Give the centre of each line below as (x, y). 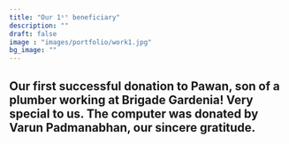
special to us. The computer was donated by (134, 114)
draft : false (33, 34)
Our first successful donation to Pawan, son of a (144, 86)
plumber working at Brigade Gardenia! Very (131, 99)
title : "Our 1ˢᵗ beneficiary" (65, 17)
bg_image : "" (33, 50)
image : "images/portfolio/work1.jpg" (80, 42)
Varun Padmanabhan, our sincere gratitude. (133, 128)
